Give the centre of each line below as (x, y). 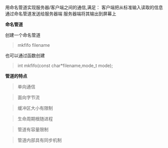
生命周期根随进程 (35, 119)
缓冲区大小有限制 (35, 108)
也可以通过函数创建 (25, 55)
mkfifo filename (34, 45)
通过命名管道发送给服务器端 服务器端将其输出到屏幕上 (61, 14)
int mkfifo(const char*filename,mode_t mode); (65, 65)
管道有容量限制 (33, 129)
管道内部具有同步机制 (39, 140)
